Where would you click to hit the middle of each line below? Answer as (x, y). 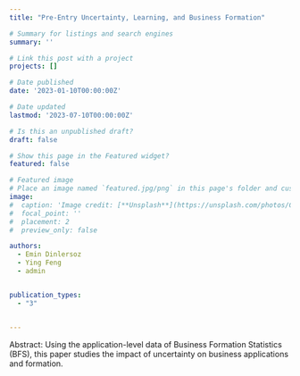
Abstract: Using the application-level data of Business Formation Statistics (146, 344)
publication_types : (46, 295)
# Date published (42, 83)
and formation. (37, 363)
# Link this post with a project (71, 58)
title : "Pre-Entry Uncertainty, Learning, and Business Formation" (137, 17)
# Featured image (42, 180)
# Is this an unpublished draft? (71, 131)
